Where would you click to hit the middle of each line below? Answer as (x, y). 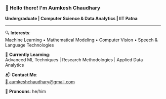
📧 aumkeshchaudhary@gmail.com (40, 82)
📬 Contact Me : (21, 75)
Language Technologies (30, 45)
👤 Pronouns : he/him (26, 91)
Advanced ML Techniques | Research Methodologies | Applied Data (74, 60)
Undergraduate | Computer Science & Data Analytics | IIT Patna (71, 19)
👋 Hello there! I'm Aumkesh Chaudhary (53, 8)
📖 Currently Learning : (28, 55)
